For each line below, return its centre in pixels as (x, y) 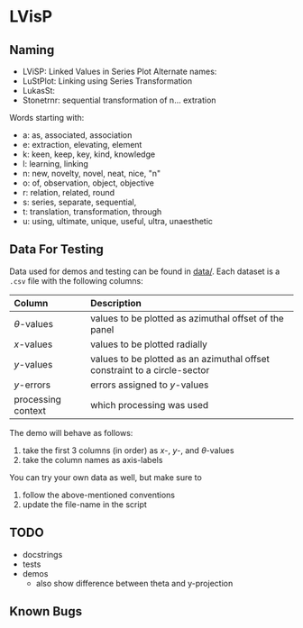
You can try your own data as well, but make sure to (106, 477)
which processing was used (149, 405)
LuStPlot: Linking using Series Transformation (107, 81)
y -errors (32, 385)
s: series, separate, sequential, (79, 202)
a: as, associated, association (77, 135)
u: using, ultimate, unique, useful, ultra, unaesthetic (118, 221)
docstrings (42, 554)
